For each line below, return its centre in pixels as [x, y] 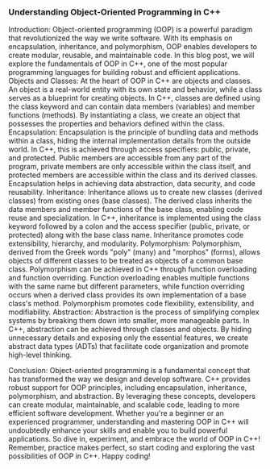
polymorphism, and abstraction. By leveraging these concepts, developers [132, 396]
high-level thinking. [40, 355]
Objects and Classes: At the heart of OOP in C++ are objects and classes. [130, 81]
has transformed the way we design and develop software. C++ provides [130, 379]
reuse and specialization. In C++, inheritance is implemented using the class [135, 218]
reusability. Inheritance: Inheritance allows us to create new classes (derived [135, 193]
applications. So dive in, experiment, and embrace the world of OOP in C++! [134, 439]
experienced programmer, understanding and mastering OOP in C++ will [129, 422]
